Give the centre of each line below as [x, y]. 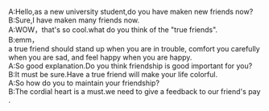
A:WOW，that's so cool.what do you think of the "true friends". [113, 30]
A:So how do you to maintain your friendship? [84, 83]
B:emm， [23, 40]
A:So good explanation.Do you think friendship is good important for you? [130, 66]
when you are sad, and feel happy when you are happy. [100, 57]
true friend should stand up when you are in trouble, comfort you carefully [137, 49]
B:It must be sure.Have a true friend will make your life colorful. [113, 74]
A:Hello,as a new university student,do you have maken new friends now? [131, 12]
